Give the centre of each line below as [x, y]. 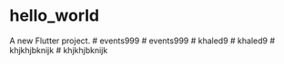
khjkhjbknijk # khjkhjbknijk [59, 50]
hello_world [55, 16]
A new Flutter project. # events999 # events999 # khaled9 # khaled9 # [142, 41]
